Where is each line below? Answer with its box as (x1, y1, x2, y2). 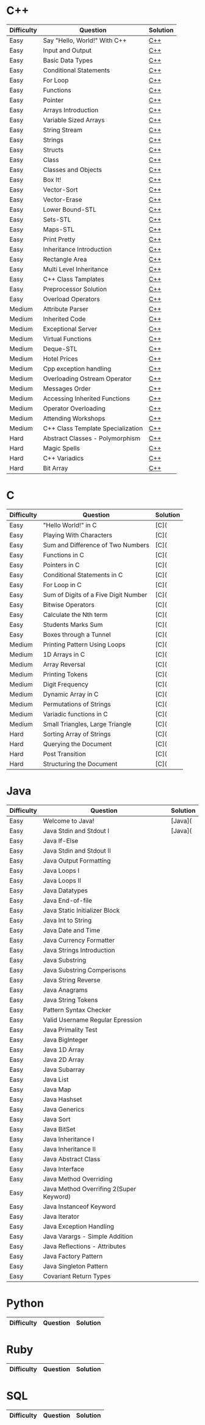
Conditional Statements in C (43, 570, 123, 579)
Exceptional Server (43, 324, 98, 333)
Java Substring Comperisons (43, 965, 126, 974)
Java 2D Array (43, 1055, 84, 1064)
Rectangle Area (43, 255, 87, 263)
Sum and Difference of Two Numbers (43, 540, 149, 549)
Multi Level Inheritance (43, 264, 109, 273)
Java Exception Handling (43, 1222, 115, 1230)
